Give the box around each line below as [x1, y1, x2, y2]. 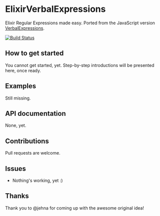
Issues [5, 164, 26, 173]
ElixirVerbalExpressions [5, 3, 106, 15]
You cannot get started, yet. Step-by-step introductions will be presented [5, 62, 155, 68]
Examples [5, 82, 36, 90]
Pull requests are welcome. [5, 150, 60, 156]
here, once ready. [5, 67, 41, 73]
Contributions [5, 137, 49, 145]
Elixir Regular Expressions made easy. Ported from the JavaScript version [5, 20, 155, 26]
